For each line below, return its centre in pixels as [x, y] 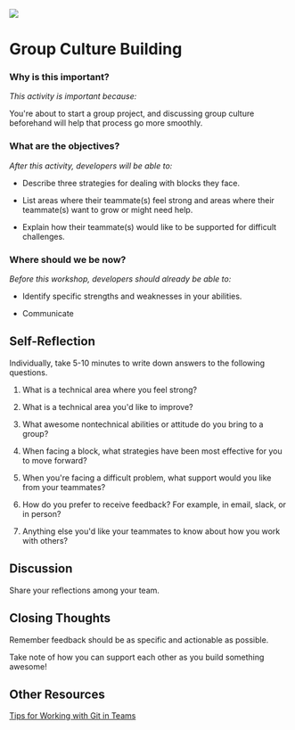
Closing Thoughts [60, 618]
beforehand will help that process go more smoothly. [106, 123]
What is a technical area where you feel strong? [110, 390]
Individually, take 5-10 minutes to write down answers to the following [137, 363]
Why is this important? [59, 78]
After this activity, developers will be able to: [91, 166]
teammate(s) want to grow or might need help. [107, 209]
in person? [41, 513]
